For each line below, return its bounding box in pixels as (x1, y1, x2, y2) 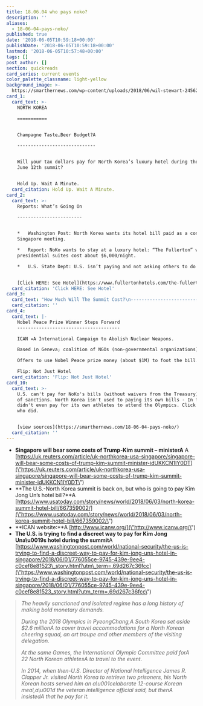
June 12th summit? (17, 165, 63, 171)
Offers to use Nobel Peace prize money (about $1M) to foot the (17, 358, 182, 364)
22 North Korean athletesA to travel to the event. (21, 655, 143, 662)
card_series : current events (6, 71, 80, 77)
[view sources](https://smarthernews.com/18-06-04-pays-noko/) (17, 424, 180, 431)
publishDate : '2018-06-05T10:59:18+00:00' (6, 43, 115, 49)
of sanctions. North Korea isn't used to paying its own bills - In (17, 397, 193, 403)
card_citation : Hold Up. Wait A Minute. (11, 186, 115, 193)
